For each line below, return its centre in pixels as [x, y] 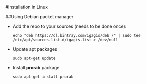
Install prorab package [36, 67]
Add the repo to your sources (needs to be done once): [69, 26]
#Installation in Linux [27, 7]
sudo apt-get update [34, 58]
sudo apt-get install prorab [43, 77]
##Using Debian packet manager [39, 17]
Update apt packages [35, 49]
